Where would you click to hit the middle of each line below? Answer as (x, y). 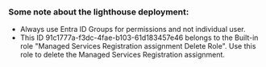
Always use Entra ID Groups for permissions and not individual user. (133, 30)
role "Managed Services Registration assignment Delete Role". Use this (138, 46)
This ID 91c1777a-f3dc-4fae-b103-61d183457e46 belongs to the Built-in (139, 37)
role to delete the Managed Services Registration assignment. (123, 55)
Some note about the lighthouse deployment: (99, 12)
